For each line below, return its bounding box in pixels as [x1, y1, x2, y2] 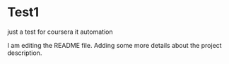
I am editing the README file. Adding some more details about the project [7, 41, 222, 49]
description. [7, 49, 42, 57]
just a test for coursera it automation [7, 27, 113, 36]
